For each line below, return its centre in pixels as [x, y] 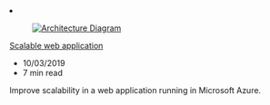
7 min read [43, 73]
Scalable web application [56, 46]
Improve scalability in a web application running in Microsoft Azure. [135, 90]
